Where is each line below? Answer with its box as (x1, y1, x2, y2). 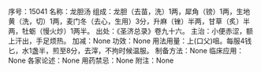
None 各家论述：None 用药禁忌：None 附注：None (8, 56, 174, 65)
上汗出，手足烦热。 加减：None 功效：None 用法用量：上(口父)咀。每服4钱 (8, 36, 252, 45)
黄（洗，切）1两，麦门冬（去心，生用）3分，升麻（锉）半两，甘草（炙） (8, 16, 244, 26)
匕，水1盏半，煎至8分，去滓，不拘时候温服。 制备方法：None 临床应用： (8, 46, 244, 55)
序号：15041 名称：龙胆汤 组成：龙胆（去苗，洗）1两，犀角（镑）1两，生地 (8, 7, 251, 16)
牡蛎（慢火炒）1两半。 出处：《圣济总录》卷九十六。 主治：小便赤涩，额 (21, 27, 254, 35)
